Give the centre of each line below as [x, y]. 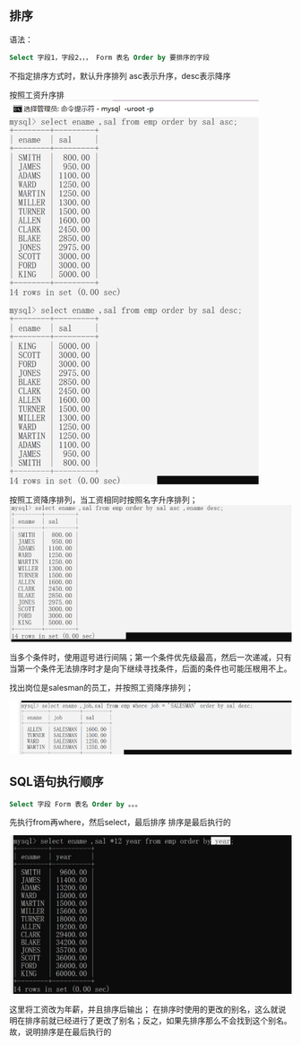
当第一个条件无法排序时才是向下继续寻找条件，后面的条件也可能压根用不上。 [150, 669]
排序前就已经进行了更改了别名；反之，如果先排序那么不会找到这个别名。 [158, 1020]
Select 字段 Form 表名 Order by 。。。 [76, 804]
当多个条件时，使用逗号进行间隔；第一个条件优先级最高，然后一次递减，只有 [150, 657]
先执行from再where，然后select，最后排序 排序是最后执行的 [120, 823]
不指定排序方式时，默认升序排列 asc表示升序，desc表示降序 [120, 75]
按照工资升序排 [37, 95]
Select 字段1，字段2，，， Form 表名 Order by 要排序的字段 [110, 57]
